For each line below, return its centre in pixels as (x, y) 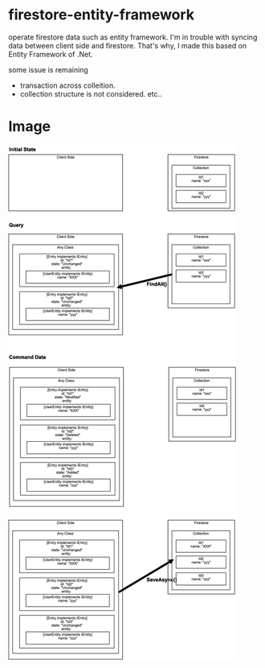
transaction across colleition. (68, 85)
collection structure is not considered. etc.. (91, 93)
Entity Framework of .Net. (51, 54)
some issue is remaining (48, 69)
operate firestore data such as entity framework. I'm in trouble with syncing (133, 37)
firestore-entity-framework (102, 15)
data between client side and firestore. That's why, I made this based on (128, 45)
